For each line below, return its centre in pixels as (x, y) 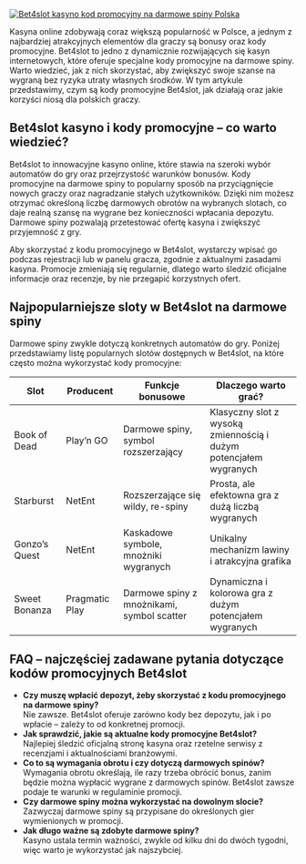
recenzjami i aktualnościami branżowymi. (100, 753)
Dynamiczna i (239, 581)
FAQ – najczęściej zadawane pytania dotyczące (147, 660)
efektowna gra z (245, 494)
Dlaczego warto (251, 385)
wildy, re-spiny (155, 506)
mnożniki (142, 555)
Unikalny (229, 538)
